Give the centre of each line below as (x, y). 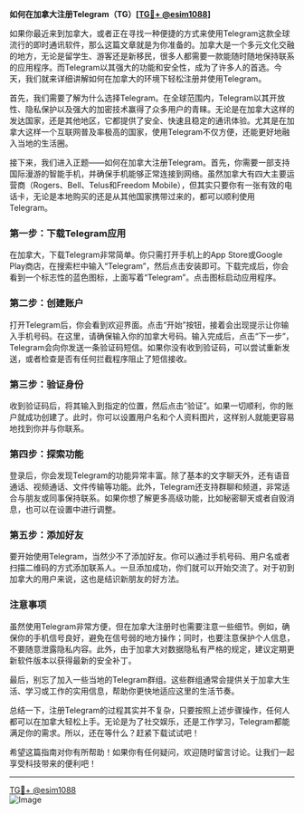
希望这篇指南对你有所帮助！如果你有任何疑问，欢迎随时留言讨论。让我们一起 (152, 752)
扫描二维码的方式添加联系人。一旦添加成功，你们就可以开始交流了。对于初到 (152, 568)
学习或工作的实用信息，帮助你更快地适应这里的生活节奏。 (132, 691)
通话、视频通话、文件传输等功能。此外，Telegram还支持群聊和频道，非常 (146, 487)
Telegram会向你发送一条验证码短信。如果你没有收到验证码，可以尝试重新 (146, 347)
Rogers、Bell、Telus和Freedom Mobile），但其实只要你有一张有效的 (159, 185)
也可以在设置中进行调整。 (72, 510)
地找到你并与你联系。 (49, 428)
